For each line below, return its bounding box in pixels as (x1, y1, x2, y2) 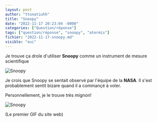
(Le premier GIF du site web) (5, 111, 63, 117)
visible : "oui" (5, 40, 37, 44)
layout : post (5, 7, 32, 12)
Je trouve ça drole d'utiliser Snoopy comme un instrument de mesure (5, 53, 147, 59)
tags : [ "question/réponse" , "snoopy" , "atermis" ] (5, 30, 110, 35)
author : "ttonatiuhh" (5, 12, 50, 17)
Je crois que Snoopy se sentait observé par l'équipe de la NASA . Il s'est (5, 77, 152, 83)
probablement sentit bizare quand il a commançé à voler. (5, 82, 121, 88)
